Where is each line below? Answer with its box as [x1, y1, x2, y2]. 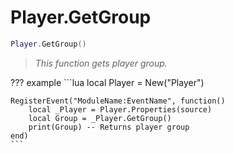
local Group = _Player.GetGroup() [28, 113, 172, 123]
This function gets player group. [34, 57, 168, 69]
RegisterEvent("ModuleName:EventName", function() [10, 96, 226, 106]
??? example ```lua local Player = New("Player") [10, 76, 205, 88]
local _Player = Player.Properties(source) [28, 104, 213, 115]
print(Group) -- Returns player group [28, 122, 190, 132]
